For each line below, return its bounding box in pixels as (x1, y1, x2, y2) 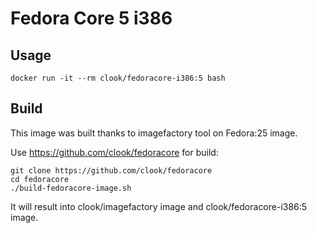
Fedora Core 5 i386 (10, 7, 173, 30)
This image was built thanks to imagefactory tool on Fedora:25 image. (10, 127, 298, 139)
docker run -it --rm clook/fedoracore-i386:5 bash (10, 73, 226, 83)
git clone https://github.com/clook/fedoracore (10, 165, 213, 176)
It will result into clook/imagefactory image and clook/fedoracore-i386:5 (10, 200, 308, 212)
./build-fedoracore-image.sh (10, 183, 132, 193)
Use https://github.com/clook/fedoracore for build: (10, 146, 219, 158)
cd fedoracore (10, 174, 70, 184)
